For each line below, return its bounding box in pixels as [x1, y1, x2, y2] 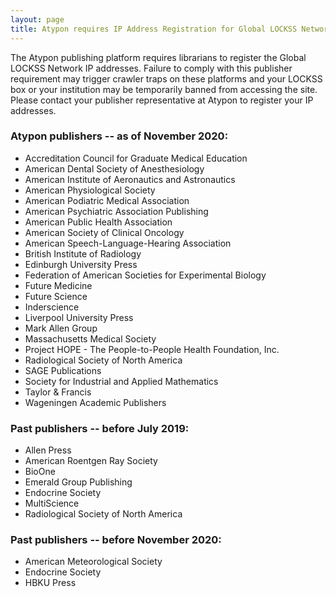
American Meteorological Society [24, 556, 163, 568]
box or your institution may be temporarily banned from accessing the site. [10, 83, 318, 95]
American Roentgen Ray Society [24, 455, 158, 467]
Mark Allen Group [24, 322, 98, 334]
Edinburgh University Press [24, 258, 138, 270]
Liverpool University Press [24, 311, 134, 323]
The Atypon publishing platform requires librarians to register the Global [10, 51, 307, 63]
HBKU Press [24, 577, 77, 589]
